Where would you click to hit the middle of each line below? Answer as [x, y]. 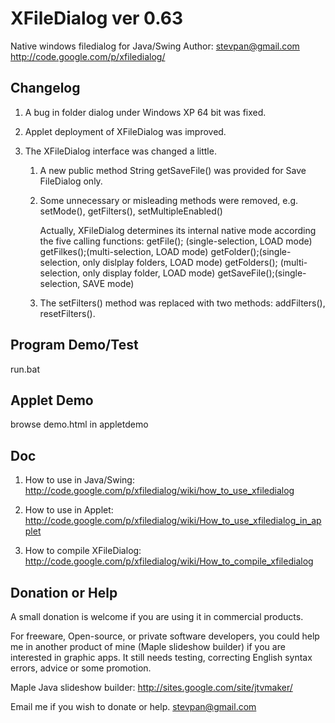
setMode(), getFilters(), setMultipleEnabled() [131, 211]
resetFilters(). [67, 313]
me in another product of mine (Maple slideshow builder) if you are [148, 646]
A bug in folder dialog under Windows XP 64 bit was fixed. [145, 112]
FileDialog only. [71, 181]
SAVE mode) [108, 283]
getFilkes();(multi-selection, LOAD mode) [124, 251]
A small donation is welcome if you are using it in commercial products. [157, 616]
